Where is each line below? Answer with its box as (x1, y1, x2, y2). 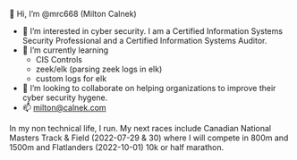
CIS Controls (35, 55, 83, 64)
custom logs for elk (35, 73, 107, 84)
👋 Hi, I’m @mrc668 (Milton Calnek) (9, 9, 137, 19)
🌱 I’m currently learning (21, 45, 109, 55)
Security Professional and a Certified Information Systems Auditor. (21, 36, 267, 46)
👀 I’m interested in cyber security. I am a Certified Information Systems (21, 26, 284, 36)
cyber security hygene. (21, 92, 108, 103)
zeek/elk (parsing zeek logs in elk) (35, 63, 163, 74)
